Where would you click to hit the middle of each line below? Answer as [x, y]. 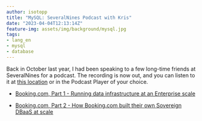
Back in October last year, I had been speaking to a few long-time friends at [101, 69]
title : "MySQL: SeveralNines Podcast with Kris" [69, 18]
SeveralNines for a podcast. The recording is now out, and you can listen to [101, 75]
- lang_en [19, 40]
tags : [13, 35]
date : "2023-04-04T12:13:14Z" [45, 23]
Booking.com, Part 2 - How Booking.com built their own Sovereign [98, 105]
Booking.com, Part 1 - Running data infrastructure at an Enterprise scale [105, 93]
